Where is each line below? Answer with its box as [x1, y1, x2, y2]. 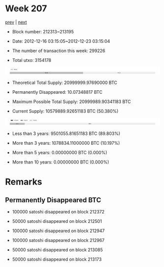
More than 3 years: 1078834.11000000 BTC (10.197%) [12, 140, 120, 146]
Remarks [5, 176, 43, 187]
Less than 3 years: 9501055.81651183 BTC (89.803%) [12, 131, 120, 136]
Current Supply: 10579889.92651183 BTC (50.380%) [12, 108, 119, 114]
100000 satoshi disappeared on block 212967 [12, 238, 105, 243]
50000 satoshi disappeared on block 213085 [12, 247, 103, 253]
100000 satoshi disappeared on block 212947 [12, 228, 105, 234]
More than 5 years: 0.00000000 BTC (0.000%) [12, 150, 108, 156]
